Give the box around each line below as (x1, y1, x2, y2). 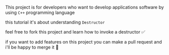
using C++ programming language (5, 9, 75, 15)
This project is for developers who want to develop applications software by (5, 4, 164, 10)
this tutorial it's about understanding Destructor (5, 19, 105, 25)
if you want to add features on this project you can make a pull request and (5, 39, 162, 44)
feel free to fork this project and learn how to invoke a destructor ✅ (5, 29, 146, 34)
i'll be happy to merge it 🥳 (5, 44, 59, 50)
